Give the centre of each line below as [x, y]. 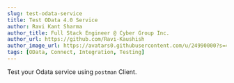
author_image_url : [34, 46]
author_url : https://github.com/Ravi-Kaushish [76, 39]
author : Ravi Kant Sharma [45, 26]
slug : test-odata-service [45, 13]
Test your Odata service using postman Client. [72, 72]
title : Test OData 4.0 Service [53, 20]
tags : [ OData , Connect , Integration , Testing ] [76, 53]
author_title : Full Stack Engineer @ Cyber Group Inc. [88, 33]
